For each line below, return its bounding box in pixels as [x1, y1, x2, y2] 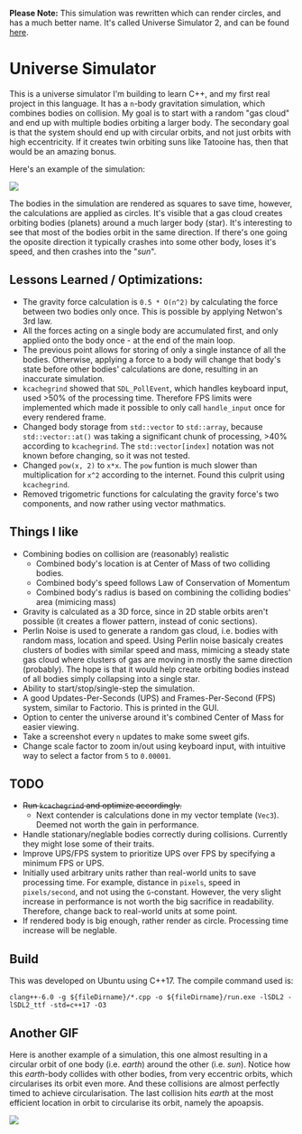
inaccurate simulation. [22, 373, 105, 383]
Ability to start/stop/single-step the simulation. [22, 683, 196, 694]
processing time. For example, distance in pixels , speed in [22, 877, 241, 888]
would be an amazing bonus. [9, 146, 117, 156]
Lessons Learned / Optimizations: [9, 272, 203, 288]
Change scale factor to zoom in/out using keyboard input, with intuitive [22, 741, 286, 751]
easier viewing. [22, 721, 79, 732]
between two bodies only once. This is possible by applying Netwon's [22, 306, 283, 317]
